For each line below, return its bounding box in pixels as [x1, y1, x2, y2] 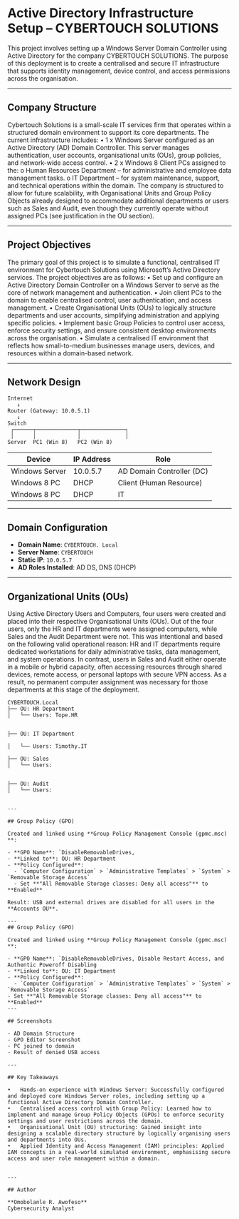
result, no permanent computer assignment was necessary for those [7, 678, 208, 686]
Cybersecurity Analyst [7, 1205, 75, 1212]
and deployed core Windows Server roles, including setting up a [7, 1093, 205, 1100]
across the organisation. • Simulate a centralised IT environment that [7, 333, 209, 342]
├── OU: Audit [7, 780, 50, 787]
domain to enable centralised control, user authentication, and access [7, 295, 212, 304]
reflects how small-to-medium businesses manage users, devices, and [7, 341, 216, 350]
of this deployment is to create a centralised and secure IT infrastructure [7, 59, 220, 67]
